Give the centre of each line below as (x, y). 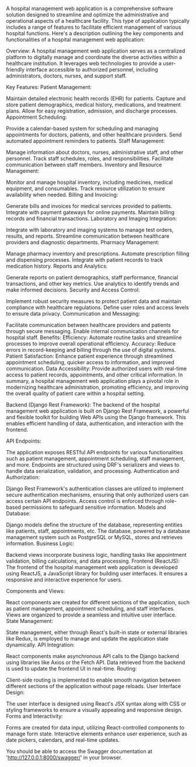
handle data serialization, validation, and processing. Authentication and (93, 471)
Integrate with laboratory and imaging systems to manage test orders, (90, 230)
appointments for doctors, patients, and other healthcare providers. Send (94, 135)
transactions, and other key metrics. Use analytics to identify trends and (93, 284)
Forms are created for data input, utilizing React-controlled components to (95, 727)
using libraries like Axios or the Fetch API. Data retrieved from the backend (96, 662)
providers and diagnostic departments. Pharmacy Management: (83, 242)
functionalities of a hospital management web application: (76, 40)
